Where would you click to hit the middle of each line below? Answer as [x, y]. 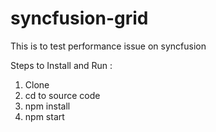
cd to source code [62, 95]
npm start [44, 116]
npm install [47, 106]
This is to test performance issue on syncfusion [108, 46]
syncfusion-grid [79, 18]
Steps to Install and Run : [61, 65]
